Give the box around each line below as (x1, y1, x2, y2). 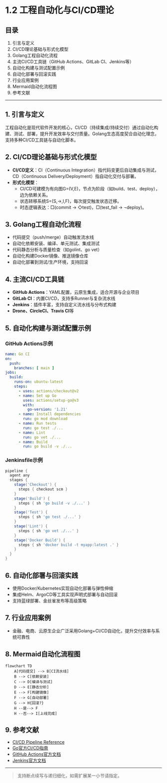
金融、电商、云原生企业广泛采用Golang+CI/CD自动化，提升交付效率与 (12, 627, 156, 634)
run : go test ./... (23, 426, 64, 431)
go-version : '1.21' (27, 407, 68, 412)
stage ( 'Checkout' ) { (14, 482, 57, 487)
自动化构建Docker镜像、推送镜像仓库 (12, 253, 88, 259)
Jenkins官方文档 (12, 758, 46, 764)
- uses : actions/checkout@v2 (18, 388, 79, 393)
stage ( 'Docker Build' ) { (14, 537, 66, 542)
